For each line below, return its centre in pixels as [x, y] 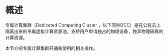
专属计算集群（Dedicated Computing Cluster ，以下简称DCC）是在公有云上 [83, 25]
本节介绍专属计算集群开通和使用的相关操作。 [51, 48]
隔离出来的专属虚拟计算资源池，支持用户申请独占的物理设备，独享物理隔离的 [84, 31]
